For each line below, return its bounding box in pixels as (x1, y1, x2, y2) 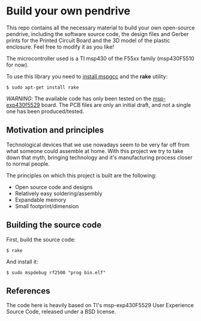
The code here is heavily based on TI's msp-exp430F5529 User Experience (6, 302, 194, 309)
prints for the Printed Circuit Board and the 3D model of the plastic (6, 37, 170, 44)
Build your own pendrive (6, 4, 131, 18)
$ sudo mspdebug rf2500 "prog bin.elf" (6, 269, 106, 275)
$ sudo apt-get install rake (6, 84, 79, 91)
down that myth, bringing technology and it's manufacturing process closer (6, 154, 193, 161)
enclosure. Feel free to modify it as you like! (6, 43, 114, 50)
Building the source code (6, 220, 102, 230)
